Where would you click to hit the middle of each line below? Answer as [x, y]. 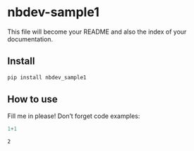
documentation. [30, 39]
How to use [32, 99]
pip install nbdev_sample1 [47, 77]
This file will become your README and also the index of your [97, 32]
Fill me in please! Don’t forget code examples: [74, 116]
